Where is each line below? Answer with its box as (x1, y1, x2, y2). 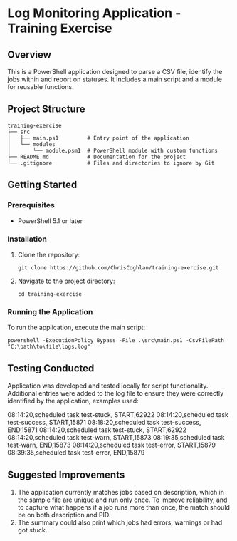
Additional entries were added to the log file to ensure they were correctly (7, 388, 224, 397)
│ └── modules (7, 140, 56, 148)
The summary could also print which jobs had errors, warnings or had (17, 518, 223, 527)
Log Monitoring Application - (7, 5, 181, 21)
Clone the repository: (17, 250, 80, 259)
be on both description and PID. (17, 510, 111, 519)
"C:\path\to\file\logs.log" (7, 344, 91, 351)
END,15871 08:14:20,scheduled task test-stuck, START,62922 (7, 426, 187, 434)
